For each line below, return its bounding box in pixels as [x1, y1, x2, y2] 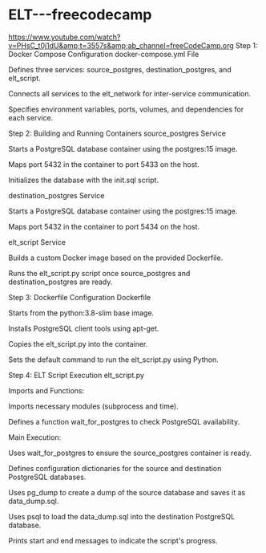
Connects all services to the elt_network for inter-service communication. [8, 88, 252, 98]
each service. [8, 112, 54, 122]
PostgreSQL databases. [8, 472, 87, 482]
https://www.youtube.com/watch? [8, 32, 121, 42]
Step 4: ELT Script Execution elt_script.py [8, 370, 144, 380]
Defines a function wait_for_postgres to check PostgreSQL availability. [8, 417, 240, 426]
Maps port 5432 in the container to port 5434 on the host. [8, 222, 200, 231]
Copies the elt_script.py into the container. [8, 339, 148, 348]
